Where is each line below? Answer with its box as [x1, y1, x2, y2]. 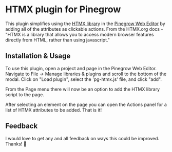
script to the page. [5, 91, 45, 98]
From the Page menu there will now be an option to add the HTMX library [5, 86, 160, 92]
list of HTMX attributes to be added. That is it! [5, 106, 102, 113]
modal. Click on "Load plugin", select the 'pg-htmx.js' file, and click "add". [5, 76, 162, 82]
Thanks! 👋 [5, 141, 27, 147]
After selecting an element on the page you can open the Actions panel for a [5, 101, 167, 107]
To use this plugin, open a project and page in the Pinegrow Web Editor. [5, 65, 157, 71]
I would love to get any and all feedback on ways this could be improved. [5, 135, 160, 141]
